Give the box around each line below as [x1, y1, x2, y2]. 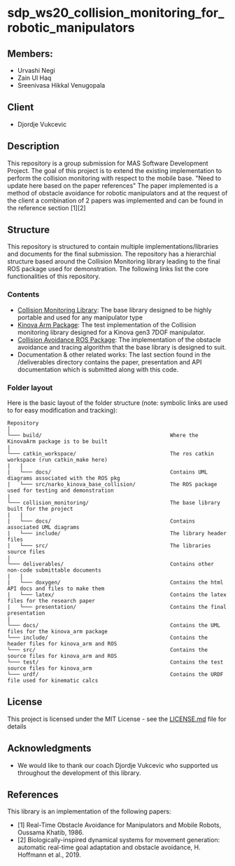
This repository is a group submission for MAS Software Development [7, 159, 208, 167]
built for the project [7, 506, 73, 513]
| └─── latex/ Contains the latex [7, 591, 227, 598]
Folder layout [7, 383, 53, 392]
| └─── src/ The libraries [7, 542, 211, 549]
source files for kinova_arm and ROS [7, 653, 117, 660]
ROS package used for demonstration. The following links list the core [7, 265, 208, 273]
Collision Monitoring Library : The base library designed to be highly [17, 305, 212, 314]
